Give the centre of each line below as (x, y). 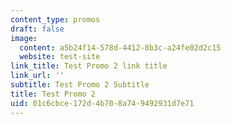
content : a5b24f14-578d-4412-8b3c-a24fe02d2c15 (120, 47)
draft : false (37, 29)
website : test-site (60, 57)
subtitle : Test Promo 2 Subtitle (80, 85)
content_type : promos (55, 19)
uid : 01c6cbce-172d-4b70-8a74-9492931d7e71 (102, 103)
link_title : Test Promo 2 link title (89, 66)
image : (24, 38)
